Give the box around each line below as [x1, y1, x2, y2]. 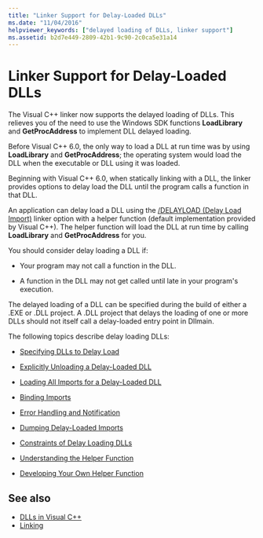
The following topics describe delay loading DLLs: [8, 331, 170, 342]
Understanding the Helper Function [19, 453, 134, 463]
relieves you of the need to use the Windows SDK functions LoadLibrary [8, 119, 243, 128]
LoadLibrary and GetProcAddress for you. [8, 231, 147, 240]
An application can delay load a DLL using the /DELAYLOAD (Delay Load [8, 206, 242, 215]
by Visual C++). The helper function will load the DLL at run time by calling [8, 222, 249, 232]
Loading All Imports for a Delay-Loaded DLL [19, 378, 163, 387]
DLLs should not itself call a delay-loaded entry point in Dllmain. [8, 317, 214, 326]
